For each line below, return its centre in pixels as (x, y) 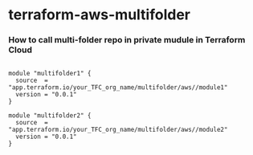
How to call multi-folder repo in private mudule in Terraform (127, 40)
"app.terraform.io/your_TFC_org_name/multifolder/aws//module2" (118, 130)
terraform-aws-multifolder (100, 15)
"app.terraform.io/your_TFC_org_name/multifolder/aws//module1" (118, 88)
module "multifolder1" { (50, 74)
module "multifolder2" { (50, 116)
